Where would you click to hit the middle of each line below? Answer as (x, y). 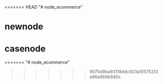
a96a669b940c (105, 77)
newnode (24, 27)
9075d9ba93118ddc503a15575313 (124, 72)
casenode (25, 49)
